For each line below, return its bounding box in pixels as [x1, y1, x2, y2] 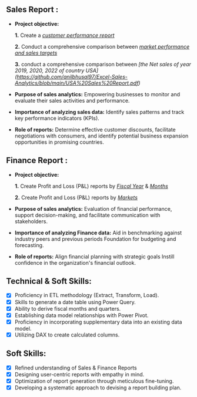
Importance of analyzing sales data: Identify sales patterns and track [14, 108, 185, 115]
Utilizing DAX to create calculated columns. [14, 331, 120, 338]
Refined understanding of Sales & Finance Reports [14, 364, 137, 371]
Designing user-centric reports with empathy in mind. [14, 371, 145, 378]
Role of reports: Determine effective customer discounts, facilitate [14, 126, 176, 133]
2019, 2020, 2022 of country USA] [14, 67, 99, 74]
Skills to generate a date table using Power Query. [14, 298, 136, 305]
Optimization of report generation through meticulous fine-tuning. [14, 377, 174, 384]
